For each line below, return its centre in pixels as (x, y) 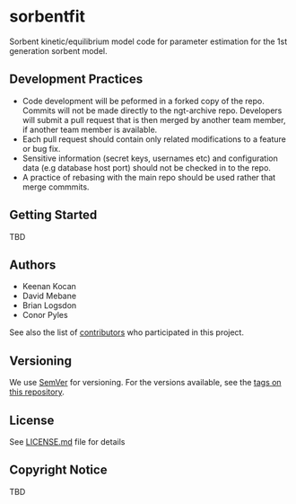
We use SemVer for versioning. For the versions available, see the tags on (145, 383)
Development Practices (76, 80)
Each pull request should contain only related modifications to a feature (154, 139)
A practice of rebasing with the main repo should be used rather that (149, 177)
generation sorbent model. (58, 50)
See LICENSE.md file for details (67, 442)
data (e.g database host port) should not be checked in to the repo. (147, 167)
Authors (33, 265)
